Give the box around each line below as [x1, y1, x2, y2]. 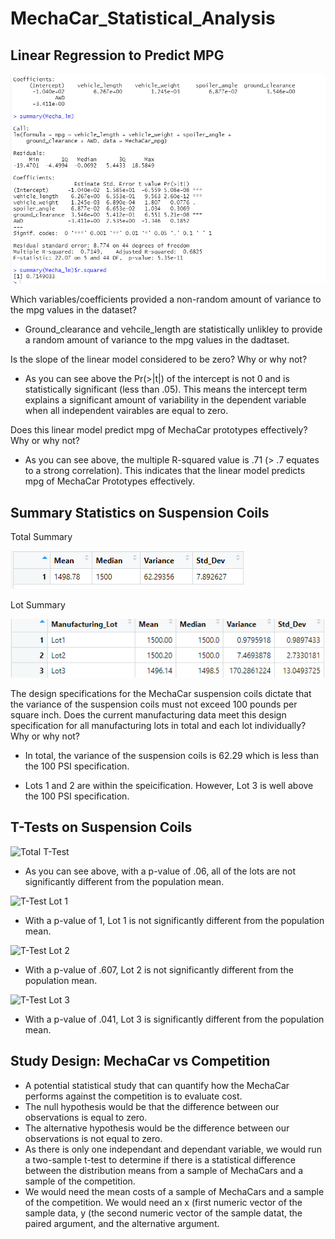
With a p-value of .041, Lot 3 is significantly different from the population [24, 1013, 325, 1025]
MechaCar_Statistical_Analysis [10, 7, 276, 30]
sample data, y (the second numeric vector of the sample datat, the [24, 1207, 303, 1219]
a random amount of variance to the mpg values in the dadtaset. [24, 334, 290, 346]
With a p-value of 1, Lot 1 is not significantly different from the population [24, 914, 325, 926]
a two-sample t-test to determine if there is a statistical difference [24, 1153, 296, 1166]
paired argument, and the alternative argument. [24, 1217, 220, 1229]
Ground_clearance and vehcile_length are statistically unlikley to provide [24, 323, 323, 336]
